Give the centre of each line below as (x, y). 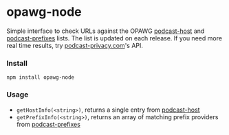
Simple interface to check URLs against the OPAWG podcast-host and (106, 31)
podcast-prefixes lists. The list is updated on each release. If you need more (115, 38)
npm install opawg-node (41, 77)
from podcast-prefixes (48, 124)
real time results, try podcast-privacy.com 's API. (75, 45)
